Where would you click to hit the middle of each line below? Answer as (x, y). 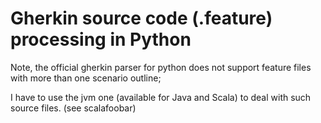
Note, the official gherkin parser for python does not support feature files (161, 67)
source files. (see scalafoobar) (73, 108)
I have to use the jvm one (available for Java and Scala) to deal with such (161, 97)
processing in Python (101, 39)
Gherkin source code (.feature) (141, 18)
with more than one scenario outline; (86, 78)
